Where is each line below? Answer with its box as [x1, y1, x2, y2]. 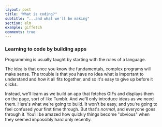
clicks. [5, 81, 18, 87]
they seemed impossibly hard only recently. [5, 117, 92, 123]
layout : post [5, 7, 31, 12]
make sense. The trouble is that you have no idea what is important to [5, 71, 144, 77]
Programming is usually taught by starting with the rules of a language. [5, 57, 146, 63]
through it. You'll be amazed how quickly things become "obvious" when [5, 111, 150, 117]
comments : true [5, 30, 36, 34]
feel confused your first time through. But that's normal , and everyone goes [5, 106, 156, 112]
